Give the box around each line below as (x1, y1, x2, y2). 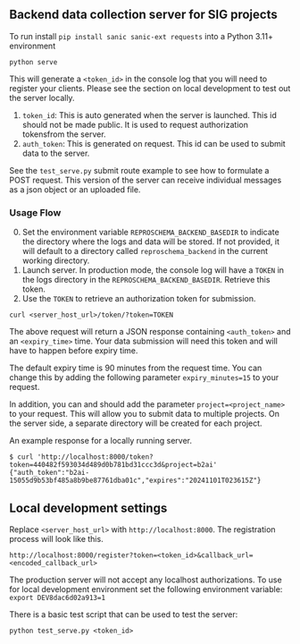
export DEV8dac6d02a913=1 (9, 593, 105, 602)
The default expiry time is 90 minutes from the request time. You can (9, 362, 262, 374)
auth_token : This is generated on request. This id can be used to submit (21, 138, 286, 148)
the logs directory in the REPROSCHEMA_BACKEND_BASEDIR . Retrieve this (21, 275, 271, 285)
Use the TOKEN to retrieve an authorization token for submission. (21, 293, 256, 304)
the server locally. (9, 92, 75, 103)
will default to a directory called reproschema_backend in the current (21, 246, 268, 257)
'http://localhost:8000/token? (37, 453, 154, 462)
